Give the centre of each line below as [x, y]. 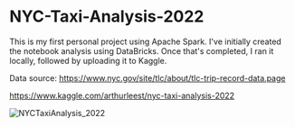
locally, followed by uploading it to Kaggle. [88, 60]
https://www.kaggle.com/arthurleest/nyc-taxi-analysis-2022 [122, 95]
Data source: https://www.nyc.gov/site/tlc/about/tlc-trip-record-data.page [147, 77]
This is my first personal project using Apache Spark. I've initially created [146, 41]
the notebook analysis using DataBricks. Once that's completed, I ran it [142, 50]
